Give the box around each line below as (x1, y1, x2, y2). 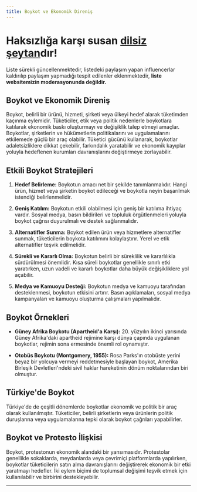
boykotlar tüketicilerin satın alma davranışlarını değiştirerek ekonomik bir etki (6, 461, 191, 468)
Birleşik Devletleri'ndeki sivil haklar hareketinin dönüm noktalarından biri (14, 364, 189, 371)
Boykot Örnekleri (6, 312, 69, 322)
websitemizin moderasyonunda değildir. (6, 78, 107, 85)
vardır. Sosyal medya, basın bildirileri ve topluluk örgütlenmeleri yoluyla (14, 211, 186, 218)
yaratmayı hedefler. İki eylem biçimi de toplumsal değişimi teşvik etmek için (6, 467, 188, 474)
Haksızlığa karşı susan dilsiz (6, 34, 147, 47)
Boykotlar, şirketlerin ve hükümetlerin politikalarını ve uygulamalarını (6, 130, 170, 137)
